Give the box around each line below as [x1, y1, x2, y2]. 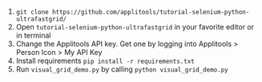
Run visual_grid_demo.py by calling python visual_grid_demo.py [15, 64, 228, 74]
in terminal [15, 31, 51, 40]
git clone [15, 8, 50, 16]
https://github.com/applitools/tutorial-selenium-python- [51, 8, 250, 16]
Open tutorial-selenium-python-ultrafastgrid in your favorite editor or [15, 22, 255, 31]
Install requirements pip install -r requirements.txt [15, 56, 195, 65]
